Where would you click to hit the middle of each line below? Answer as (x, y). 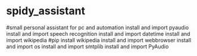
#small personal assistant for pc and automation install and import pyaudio (98, 27)
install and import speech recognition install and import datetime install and (98, 33)
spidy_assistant (46, 11)
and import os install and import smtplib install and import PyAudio (87, 46)
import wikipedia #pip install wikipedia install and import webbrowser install (99, 40)
